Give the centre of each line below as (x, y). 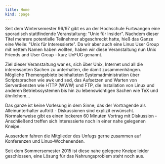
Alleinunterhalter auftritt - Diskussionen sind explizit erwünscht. (70, 110)
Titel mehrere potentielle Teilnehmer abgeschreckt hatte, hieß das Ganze (79, 39)
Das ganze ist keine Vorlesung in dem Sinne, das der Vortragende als (76, 105)
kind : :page (17, 14)
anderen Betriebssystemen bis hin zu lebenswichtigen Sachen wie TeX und (82, 90)
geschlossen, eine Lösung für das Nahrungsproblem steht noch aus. (75, 156)
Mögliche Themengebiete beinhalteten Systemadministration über (72, 75)
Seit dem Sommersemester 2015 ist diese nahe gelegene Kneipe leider (77, 151)
